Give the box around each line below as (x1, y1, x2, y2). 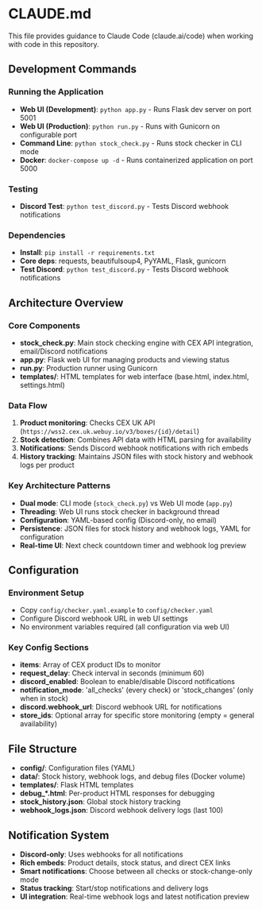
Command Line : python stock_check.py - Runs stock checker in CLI (19, 138, 242, 148)
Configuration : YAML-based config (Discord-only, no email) (19, 515, 217, 524)
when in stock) (19, 694, 69, 703)
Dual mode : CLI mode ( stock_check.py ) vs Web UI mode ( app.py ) (19, 498, 233, 508)
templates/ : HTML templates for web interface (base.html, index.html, (19, 371, 249, 381)
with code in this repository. (8, 39, 99, 48)
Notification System (8, 828, 110, 842)
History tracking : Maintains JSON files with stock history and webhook (19, 452, 253, 462)
